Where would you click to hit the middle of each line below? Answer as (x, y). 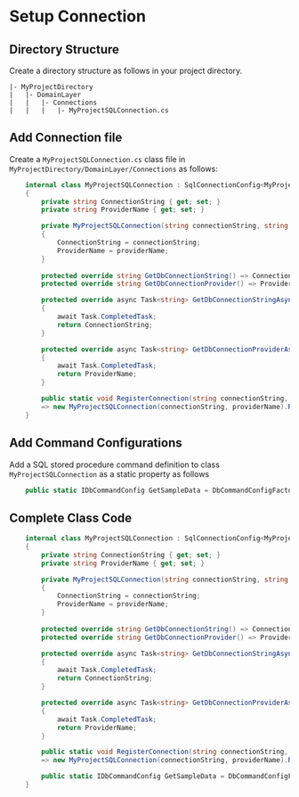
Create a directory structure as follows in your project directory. (126, 70)
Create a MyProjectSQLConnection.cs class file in (97, 159)
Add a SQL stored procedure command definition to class (115, 464)
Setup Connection (78, 16)
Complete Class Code (71, 518)
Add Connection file (66, 138)
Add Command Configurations (96, 443)
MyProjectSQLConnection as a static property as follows (109, 473)
